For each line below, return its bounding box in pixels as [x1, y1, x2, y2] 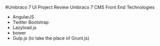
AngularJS [12, 14, 34, 19]
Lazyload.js [12, 24, 37, 30]
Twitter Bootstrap [12, 19, 49, 25]
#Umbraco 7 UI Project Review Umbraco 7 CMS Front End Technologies [5, 4, 155, 10]
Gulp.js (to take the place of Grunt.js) [12, 35, 90, 41]
